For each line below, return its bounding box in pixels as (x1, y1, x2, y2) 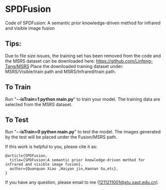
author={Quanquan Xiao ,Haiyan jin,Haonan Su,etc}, (9, 166, 119, 172)
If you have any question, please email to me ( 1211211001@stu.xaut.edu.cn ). (5, 180, 159, 186)
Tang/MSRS (5, 63, 30, 69)
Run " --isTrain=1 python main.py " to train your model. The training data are (5, 96, 160, 102)
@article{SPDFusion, (5, 153, 48, 158)
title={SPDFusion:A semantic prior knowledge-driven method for (9, 158, 145, 163)
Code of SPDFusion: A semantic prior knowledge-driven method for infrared (5, 20, 161, 26)
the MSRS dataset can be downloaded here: (5, 58, 95, 64)
